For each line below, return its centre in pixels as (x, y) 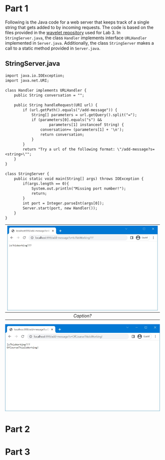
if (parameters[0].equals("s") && (67, 120)
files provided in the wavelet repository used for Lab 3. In (63, 32)
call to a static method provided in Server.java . (53, 48)
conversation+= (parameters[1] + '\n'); (82, 130)
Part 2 (18, 429)
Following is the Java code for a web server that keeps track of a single (77, 22)
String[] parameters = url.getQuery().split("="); (84, 115)
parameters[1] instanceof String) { (86, 125)
